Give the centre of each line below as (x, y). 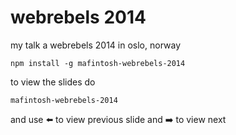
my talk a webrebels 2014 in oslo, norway (95, 45)
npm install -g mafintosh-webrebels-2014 (98, 63)
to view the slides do (53, 82)
